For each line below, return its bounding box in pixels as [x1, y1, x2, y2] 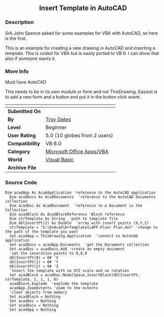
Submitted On [7, 107, 41, 114]
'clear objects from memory [9, 290, 68, 295]
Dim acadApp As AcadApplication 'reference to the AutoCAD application [5, 190, 156, 195]
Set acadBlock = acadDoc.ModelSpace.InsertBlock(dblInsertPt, [9, 272, 140, 278]
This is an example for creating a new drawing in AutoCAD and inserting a [5, 45, 156, 51]
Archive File [7, 164, 37, 171]
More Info [5, 68, 29, 75]
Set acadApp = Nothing [9, 307, 56, 313]
